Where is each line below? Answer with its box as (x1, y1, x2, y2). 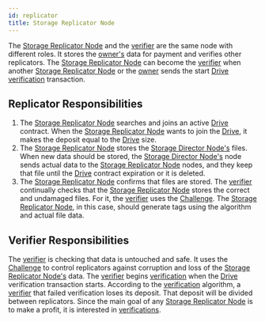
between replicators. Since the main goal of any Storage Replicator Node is (8, 297, 253, 306)
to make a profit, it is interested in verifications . (8, 305, 161, 315)
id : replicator (8, 11, 59, 20)
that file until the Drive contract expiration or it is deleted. (19, 169, 206, 178)
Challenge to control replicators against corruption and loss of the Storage (8, 263, 251, 273)
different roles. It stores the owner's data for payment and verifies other (8, 49, 242, 59)
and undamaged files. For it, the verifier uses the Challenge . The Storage (19, 194, 257, 203)
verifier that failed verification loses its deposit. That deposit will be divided (8, 288, 253, 297)
